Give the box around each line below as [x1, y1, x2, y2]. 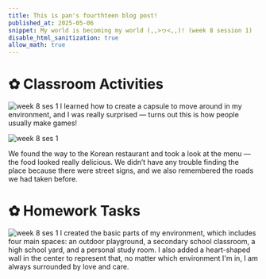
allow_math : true [8, 41, 66, 49]
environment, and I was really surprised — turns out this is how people [8, 110, 240, 120]
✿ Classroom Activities [8, 75, 164, 94]
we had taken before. [8, 174, 78, 184]
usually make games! [8, 118, 78, 128]
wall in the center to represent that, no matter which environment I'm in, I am [8, 254, 258, 262]
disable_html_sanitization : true [8, 33, 119, 42]
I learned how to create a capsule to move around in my [60, 101, 242, 111]
